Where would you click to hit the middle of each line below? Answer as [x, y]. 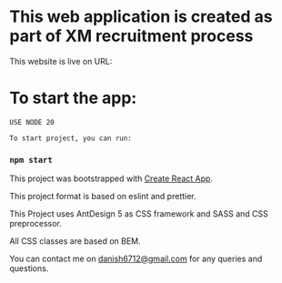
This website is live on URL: [61, 61]
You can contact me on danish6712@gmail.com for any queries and [136, 259]
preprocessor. [35, 224]
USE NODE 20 [32, 122]
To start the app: [73, 98]
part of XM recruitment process [131, 36]
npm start [31, 160]
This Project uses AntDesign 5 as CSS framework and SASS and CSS [139, 214]
